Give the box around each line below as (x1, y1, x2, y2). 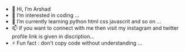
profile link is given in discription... (11, 33, 95, 40)
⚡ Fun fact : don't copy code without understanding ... (11, 40, 143, 46)
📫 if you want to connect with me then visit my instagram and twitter (11, 25, 179, 32)
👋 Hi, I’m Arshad (11, 6, 51, 12)
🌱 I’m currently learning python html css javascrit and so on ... (11, 18, 162, 25)
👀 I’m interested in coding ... (11, 12, 80, 19)
